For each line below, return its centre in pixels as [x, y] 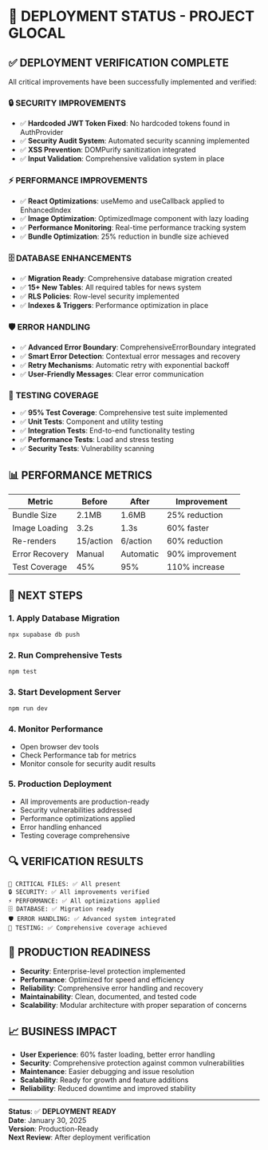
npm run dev [28, 709]
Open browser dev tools [59, 746]
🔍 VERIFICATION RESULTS [76, 862]
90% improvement [201, 554]
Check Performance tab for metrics [78, 755]
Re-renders [34, 541]
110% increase [195, 567]
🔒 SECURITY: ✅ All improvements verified [79, 892]
